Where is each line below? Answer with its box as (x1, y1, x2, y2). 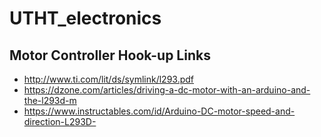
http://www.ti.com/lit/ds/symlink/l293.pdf (23, 73, 195, 85)
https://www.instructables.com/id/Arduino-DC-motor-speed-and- (23, 105, 296, 117)
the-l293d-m (23, 95, 77, 106)
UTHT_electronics (9, 7, 162, 30)
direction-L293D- (23, 116, 97, 127)
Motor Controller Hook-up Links (9, 47, 211, 64)
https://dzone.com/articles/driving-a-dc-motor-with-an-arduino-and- (23, 84, 311, 96)
